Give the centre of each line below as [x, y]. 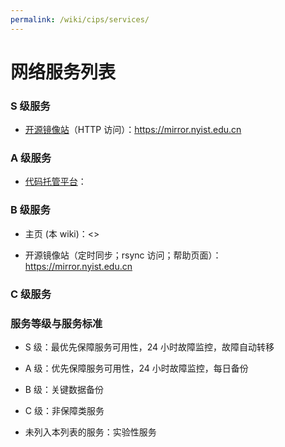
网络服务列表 [63, 72]
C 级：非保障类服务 [64, 410]
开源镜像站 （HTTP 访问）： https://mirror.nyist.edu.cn [133, 130]
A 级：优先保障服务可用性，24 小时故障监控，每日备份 [136, 368]
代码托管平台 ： [55, 182]
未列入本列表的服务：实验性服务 [90, 432]
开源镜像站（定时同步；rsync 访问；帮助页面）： [123, 255]
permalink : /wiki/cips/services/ [80, 19]
